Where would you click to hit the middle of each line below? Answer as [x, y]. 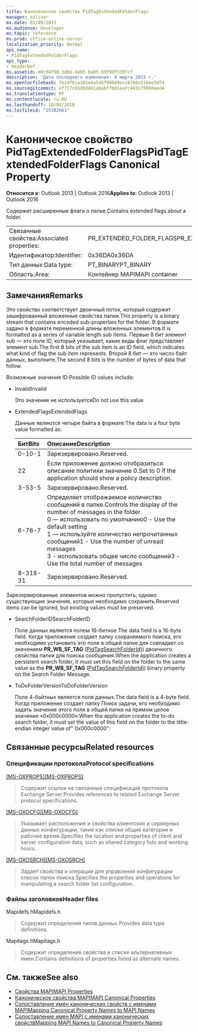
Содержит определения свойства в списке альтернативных [96, 952]
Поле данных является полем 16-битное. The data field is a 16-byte [98, 631]
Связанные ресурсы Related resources [80, 747]
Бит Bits [28, 444]
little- [183, 722]
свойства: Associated [39, 238]
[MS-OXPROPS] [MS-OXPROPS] [45, 776]
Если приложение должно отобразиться [105, 463]
